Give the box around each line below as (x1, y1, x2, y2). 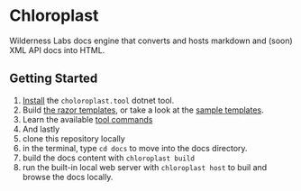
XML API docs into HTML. (9, 44, 105, 55)
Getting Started (9, 71, 98, 86)
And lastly (22, 123, 60, 134)
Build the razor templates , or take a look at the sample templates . (22, 105, 264, 115)
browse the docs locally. (22, 171, 114, 182)
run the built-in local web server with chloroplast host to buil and (22, 161, 268, 172)
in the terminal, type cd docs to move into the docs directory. (22, 142, 248, 153)
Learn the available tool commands (22, 114, 153, 124)
